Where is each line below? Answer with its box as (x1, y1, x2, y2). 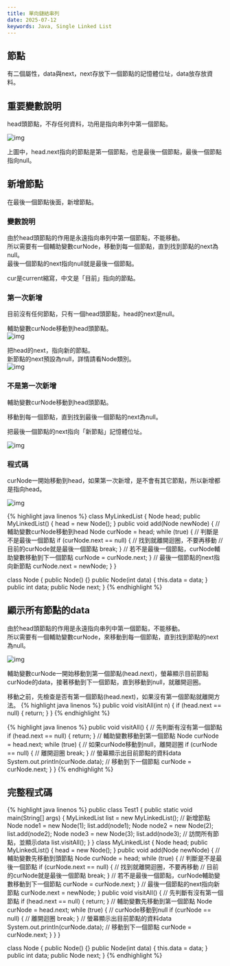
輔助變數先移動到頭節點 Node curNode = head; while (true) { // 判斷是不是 (7, 854, 216, 862)
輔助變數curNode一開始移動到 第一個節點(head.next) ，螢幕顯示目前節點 (7, 669, 209, 677)
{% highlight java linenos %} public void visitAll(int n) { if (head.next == (20, 701, 222, 709)
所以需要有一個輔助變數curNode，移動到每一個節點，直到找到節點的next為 (7, 242, 219, 251)
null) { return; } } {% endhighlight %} (7, 709, 111, 717)
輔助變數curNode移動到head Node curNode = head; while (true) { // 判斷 (7, 527, 213, 536)
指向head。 (12, 485, 46, 493)
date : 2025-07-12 (7, 17, 57, 23)
